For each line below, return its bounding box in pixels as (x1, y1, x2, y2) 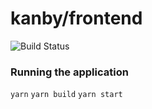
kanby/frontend (10, 7, 143, 30)
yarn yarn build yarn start (10, 90, 123, 100)
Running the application (10, 65, 129, 79)
